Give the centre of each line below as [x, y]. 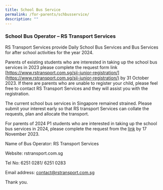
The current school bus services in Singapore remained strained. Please [79, 103]
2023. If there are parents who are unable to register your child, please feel [81, 83]
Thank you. [17, 182]
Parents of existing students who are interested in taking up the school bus [81, 62]
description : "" [22, 19]
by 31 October [135, 78]
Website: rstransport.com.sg [34, 153]
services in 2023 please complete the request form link [61, 67]
